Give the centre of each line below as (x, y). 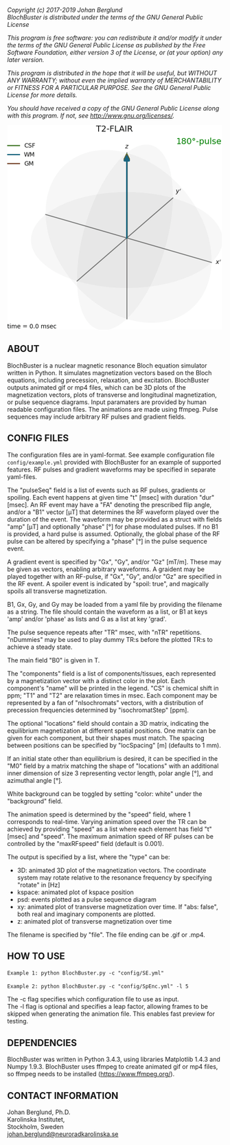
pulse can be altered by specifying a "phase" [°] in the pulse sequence (107, 541)
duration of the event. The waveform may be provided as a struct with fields (115, 519)
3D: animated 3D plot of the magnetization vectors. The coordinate (112, 870)
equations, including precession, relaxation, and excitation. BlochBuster (108, 380)
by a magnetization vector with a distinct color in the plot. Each (96, 680)
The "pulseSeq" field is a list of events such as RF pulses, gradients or (106, 490)
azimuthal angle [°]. (35, 780)
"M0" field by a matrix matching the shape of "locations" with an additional (113, 766)
